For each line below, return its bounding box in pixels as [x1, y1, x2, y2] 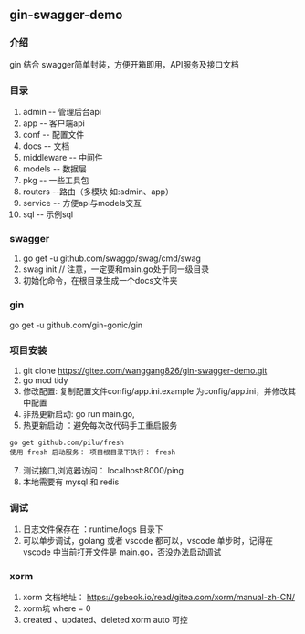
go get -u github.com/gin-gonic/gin [9, 319, 143, 330]
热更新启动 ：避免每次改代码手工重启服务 [22, 420, 178, 431]
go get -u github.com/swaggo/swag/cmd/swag [22, 253, 201, 264]
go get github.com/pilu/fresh [9, 438, 125, 447]
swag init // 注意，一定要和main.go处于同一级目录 [22, 264, 210, 275]
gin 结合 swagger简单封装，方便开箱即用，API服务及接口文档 [9, 58, 239, 69]
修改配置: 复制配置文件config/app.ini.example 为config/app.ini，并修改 [22, 385, 289, 396]
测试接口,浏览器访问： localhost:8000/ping [22, 464, 184, 475]
